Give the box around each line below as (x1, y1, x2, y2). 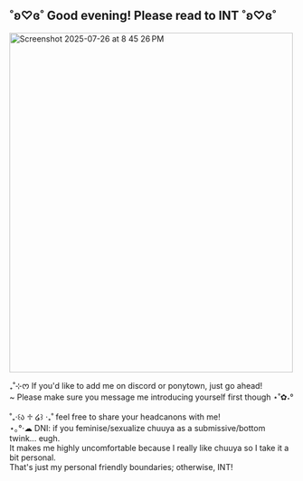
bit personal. (9, 452, 56, 463)
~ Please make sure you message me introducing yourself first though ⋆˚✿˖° (9, 391, 294, 402)
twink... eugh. (9, 432, 61, 443)
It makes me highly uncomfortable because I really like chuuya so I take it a (9, 442, 289, 453)
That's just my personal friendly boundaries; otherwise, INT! (9, 461, 233, 472)
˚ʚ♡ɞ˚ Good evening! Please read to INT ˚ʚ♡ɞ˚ (9, 8, 278, 24)
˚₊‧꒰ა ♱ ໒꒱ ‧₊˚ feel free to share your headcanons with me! (9, 411, 221, 422)
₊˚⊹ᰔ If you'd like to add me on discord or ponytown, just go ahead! (9, 380, 263, 391)
